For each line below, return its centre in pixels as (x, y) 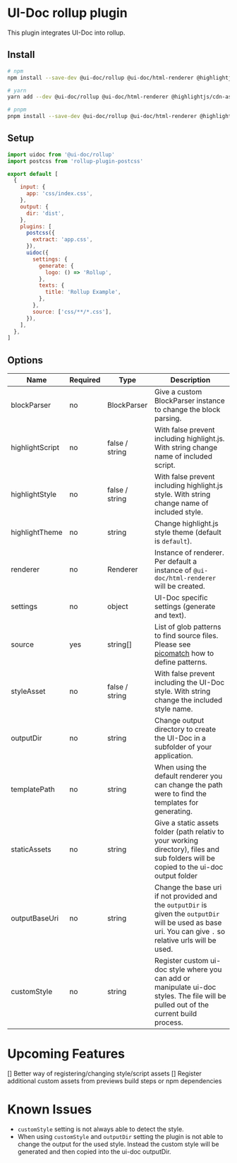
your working (176, 841)
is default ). (173, 541)
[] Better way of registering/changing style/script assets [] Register (105, 1074)
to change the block (187, 410)
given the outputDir (187, 914)
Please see (172, 644)
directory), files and (187, 849)
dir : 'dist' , (45, 213)
